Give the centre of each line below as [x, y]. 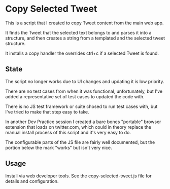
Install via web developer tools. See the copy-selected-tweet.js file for [79, 176]
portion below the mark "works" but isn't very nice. [59, 147]
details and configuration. [32, 181]
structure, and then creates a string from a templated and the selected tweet [85, 38]
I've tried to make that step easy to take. [47, 111]
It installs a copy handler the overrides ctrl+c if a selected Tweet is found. [82, 53]
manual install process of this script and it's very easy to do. [68, 132]
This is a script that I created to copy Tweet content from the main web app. [84, 23]
